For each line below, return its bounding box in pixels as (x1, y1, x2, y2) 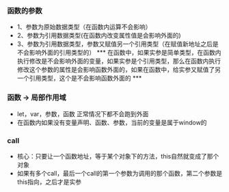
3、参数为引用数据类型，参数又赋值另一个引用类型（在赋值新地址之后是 (16, 40, 219, 49)
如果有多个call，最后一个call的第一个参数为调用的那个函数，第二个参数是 (16, 169, 223, 177)
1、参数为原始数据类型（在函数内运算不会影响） (16, 23, 152, 31)
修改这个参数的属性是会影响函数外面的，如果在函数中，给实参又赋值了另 (16, 66, 221, 74)
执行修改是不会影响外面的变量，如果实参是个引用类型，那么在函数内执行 (16, 57, 221, 66)
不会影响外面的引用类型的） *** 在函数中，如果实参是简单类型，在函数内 (16, 49, 221, 57)
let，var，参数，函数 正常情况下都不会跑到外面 (16, 109, 149, 118)
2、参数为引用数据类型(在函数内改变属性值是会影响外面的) (16, 31, 181, 40)
